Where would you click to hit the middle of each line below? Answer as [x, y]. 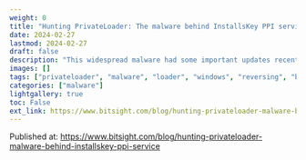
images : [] [30, 69]
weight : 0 [28, 18]
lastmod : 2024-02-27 [49, 43]
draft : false [34, 52]
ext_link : [28, 111]
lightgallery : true [46, 94]
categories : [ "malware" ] [56, 85]
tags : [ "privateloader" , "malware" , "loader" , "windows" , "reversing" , [148, 77]
